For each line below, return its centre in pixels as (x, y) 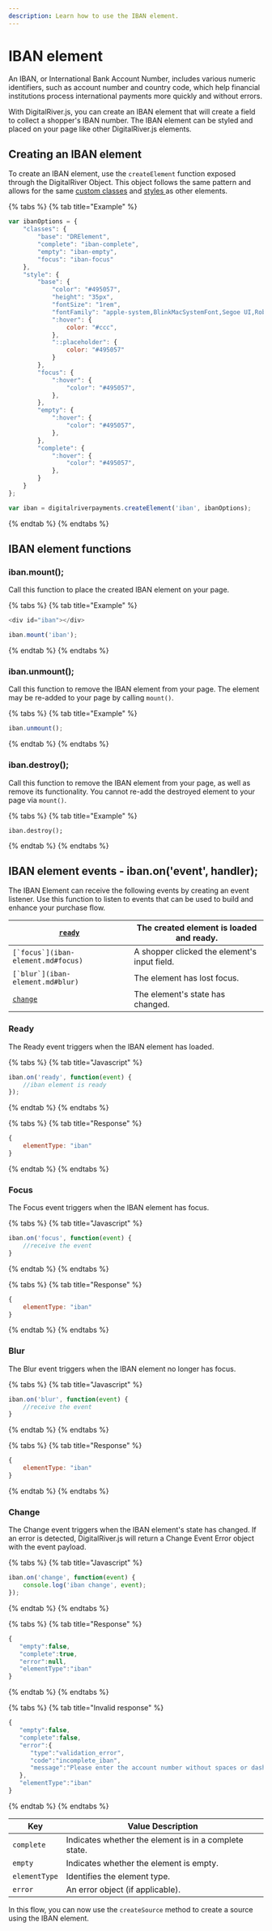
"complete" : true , (49, 1654)
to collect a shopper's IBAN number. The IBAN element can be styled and (131, 120)
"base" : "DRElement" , (74, 237)
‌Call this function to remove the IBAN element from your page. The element (134, 689)
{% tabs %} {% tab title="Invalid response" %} (86, 1708)
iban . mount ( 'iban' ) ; (43, 635)
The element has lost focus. (187, 978)
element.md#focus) (48, 961)
